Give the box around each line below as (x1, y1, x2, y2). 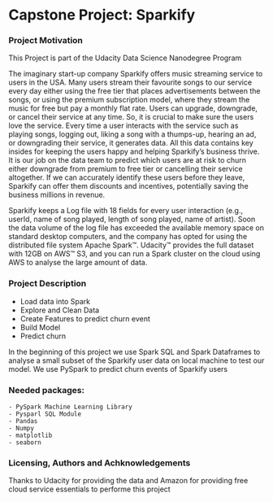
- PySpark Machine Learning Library (8, 403, 132, 412)
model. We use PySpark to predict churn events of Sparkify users (8, 364, 228, 373)
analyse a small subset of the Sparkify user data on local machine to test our (8, 356, 265, 365)
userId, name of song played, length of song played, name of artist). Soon (8, 214, 256, 225)
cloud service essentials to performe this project (8, 484, 171, 494)
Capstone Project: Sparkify (8, 6, 196, 24)
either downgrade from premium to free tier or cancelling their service (8, 164, 244, 174)
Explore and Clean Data (19, 305, 100, 315)
